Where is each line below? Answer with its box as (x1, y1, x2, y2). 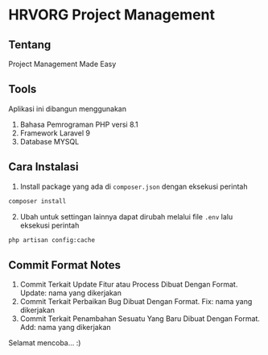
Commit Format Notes (8, 258, 122, 272)
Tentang (8, 38, 52, 52)
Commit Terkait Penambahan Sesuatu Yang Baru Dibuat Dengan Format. (19, 314, 260, 324)
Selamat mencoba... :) (8, 338, 81, 348)
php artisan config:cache (8, 236, 95, 244)
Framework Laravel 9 (19, 127, 91, 138)
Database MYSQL (19, 136, 80, 146)
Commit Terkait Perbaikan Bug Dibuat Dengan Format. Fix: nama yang (19, 297, 253, 307)
